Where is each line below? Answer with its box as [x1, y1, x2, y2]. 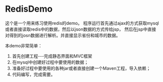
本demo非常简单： [5, 42, 42, 48]
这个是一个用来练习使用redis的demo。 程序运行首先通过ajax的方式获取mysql [5, 20, 159, 26]
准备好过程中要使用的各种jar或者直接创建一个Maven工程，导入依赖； [12, 65, 151, 71]
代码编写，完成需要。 [12, 71, 55, 77]
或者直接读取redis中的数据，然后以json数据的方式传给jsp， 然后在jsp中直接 [5, 26, 156, 32]
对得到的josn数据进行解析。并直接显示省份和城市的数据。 [5, 32, 121, 38]
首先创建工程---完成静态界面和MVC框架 [12, 53, 93, 59]
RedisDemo [5, 3, 53, 15]
